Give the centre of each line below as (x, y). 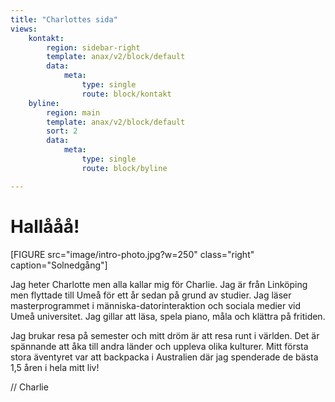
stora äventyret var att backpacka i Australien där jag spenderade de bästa (164, 357)
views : (24, 29)
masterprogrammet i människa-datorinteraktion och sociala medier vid (156, 305)
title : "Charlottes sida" (64, 19)
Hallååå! (45, 226)
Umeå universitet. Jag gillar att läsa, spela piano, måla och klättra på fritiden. (168, 316)
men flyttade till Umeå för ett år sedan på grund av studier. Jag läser (151, 295)
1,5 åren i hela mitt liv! (55, 367)
